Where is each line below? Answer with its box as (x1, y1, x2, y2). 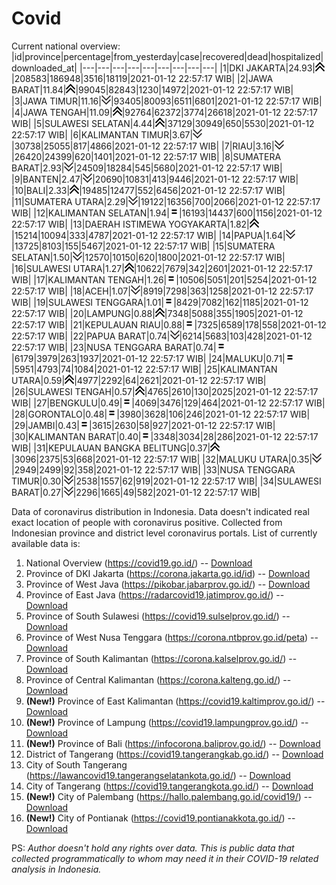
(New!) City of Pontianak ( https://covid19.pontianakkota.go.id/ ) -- (25, 812, 296, 824)
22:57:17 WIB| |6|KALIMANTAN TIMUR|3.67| (11, 128, 194, 141)
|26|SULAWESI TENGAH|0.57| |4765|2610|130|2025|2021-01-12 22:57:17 (11, 385, 319, 397)
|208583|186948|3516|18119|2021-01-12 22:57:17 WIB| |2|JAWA (11, 72, 274, 84)
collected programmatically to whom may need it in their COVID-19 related (11, 852, 319, 864)
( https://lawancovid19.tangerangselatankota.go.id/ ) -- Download (25, 769, 291, 781)
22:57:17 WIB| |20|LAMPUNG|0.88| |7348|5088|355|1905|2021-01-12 (11, 307, 304, 319)
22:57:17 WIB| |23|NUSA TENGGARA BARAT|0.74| (11, 341, 217, 353)
